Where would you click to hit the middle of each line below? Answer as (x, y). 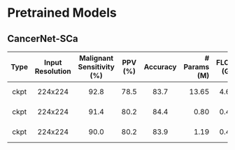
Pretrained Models (62, 13)
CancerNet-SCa (43, 39)
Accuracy (160, 67)
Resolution (53, 71)
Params (197, 67)
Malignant (97, 58)
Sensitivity (97, 67)
